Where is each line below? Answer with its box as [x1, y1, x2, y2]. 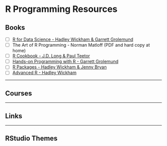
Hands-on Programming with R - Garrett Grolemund [12, 59, 119, 65]
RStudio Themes [5, 134, 58, 143]
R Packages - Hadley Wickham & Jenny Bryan [12, 64, 107, 70]
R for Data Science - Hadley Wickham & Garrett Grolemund [12, 36, 133, 42]
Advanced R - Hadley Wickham [12, 70, 77, 75]
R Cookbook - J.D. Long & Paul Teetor [12, 53, 90, 59]
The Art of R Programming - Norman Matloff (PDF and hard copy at [12, 42, 150, 48]
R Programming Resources [5, 3, 118, 15]
